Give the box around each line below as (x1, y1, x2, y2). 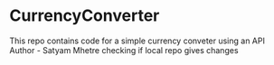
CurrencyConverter (9, 5, 160, 26)
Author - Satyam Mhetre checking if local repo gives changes (9, 44, 239, 55)
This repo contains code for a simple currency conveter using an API (9, 35, 265, 46)
